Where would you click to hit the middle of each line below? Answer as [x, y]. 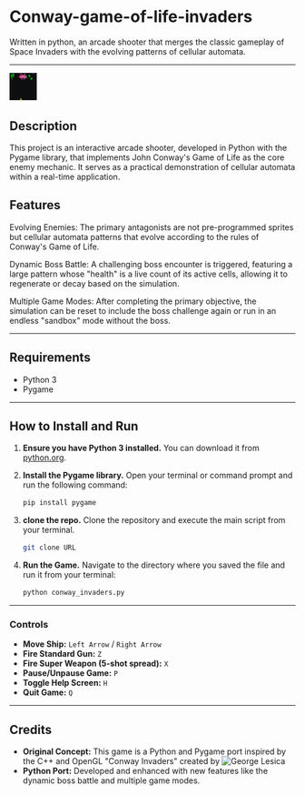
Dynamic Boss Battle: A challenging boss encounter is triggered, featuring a [151, 264]
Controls [29, 625]
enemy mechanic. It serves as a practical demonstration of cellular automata [152, 167]
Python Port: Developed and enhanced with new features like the [145, 771]
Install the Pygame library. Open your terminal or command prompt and [157, 476]
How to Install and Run [74, 426]
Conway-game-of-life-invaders [131, 17]
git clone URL [49, 548]
